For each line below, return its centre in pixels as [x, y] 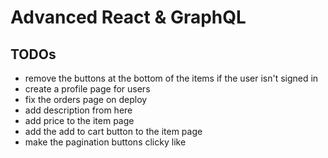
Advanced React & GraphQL [128, 17]
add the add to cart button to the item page [113, 131]
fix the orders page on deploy [86, 99]
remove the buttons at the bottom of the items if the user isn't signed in [171, 78]
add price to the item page [79, 120]
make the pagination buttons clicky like [105, 142]
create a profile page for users [87, 89]
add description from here [78, 110]
